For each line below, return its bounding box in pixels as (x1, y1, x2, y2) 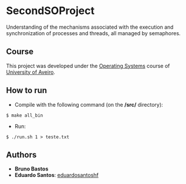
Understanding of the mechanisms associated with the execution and (6, 23, 174, 30)
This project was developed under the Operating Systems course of (6, 62, 170, 69)
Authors (6, 149, 37, 159)
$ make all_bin (6, 113, 43, 118)
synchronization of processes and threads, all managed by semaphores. (6, 29, 181, 36)
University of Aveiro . (6, 69, 56, 76)
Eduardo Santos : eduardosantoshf (14, 172, 99, 179)
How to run (6, 86, 48, 96)
